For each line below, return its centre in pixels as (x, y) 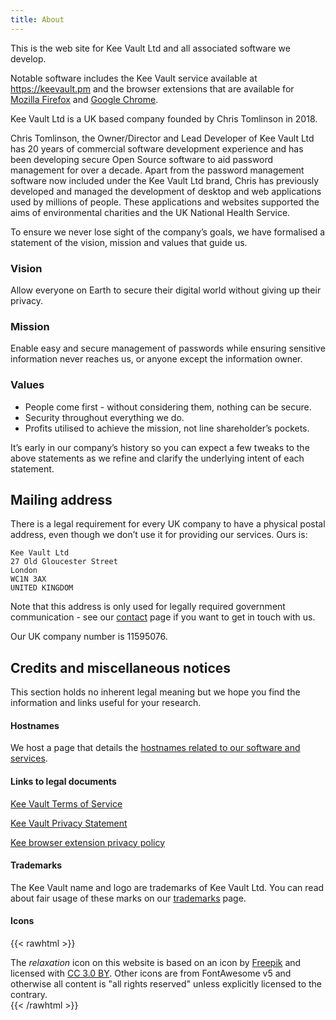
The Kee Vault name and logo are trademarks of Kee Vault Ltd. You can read (167, 887)
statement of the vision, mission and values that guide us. (129, 242)
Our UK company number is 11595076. (89, 637)
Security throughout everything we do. (104, 417)
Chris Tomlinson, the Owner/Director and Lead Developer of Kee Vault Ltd (162, 138)
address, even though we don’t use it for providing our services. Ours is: (159, 535)
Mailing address (61, 499)
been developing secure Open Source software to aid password (142, 159)
